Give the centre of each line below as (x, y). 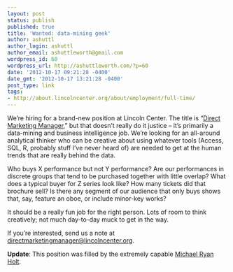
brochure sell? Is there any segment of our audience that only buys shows (114, 191)
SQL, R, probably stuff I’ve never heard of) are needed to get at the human (114, 148)
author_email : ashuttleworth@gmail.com (65, 53)
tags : (15, 92)
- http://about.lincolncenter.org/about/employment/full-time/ (101, 99)
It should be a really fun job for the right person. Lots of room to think (107, 212)
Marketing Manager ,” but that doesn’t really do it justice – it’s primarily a (110, 126)
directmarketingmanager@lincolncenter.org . (71, 241)
